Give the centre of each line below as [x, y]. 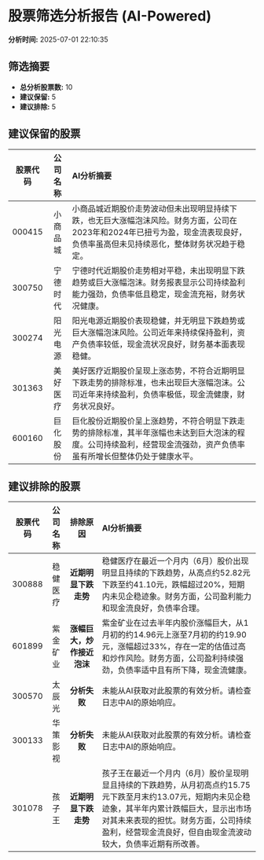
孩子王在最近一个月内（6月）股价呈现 [171, 774]
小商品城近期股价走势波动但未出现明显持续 [151, 208]
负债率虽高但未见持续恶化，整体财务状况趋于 [155, 244]
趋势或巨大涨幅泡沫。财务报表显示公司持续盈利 [159, 282]
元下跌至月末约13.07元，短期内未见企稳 [176, 797]
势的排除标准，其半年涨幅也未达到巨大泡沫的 [155, 432]
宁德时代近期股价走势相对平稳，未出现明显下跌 [159, 270]
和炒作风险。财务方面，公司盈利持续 [169, 659]
